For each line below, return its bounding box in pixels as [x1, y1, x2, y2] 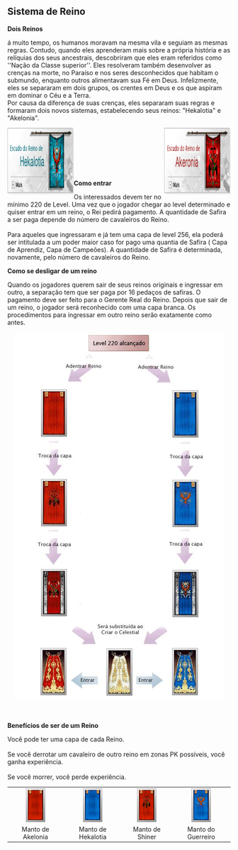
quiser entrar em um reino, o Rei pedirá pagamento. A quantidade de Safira [7, 207, 227, 216]
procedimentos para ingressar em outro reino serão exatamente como [7, 310, 212, 319]
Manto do [187, 824, 215, 833]
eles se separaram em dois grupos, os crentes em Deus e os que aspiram [7, 83, 222, 92]
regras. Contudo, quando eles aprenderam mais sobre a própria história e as [7, 45, 231, 54]
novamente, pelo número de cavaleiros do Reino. [7, 253, 150, 261]
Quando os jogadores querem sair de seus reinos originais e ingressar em [7, 280, 223, 289]
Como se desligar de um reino [7, 266, 97, 275]
